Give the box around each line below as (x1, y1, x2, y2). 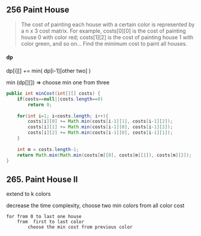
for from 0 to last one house (6, 214, 82, 220)
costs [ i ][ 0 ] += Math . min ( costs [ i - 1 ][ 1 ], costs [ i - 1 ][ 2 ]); (28, 119, 173, 125)
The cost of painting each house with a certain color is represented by (20, 20, 195, 28)
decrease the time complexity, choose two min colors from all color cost (6, 202, 185, 210)
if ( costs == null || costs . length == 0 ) (17, 96, 103, 102)
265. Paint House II (6, 174, 78, 184)
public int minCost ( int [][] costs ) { (6, 90, 101, 97)
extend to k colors (6, 190, 51, 197)
